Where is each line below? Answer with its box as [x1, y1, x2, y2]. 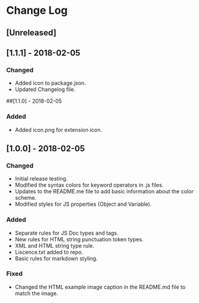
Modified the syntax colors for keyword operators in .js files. [14, 181, 164, 189]
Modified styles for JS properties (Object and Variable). [14, 200, 152, 208]
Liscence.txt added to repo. [14, 248, 83, 256]
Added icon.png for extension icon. [14, 126, 102, 133]
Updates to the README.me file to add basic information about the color [14, 188, 194, 195]
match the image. [14, 289, 58, 297]
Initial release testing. [14, 175, 68, 182]
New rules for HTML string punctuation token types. [14, 235, 144, 243]
